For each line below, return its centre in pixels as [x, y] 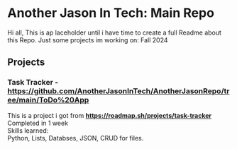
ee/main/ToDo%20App [48, 100]
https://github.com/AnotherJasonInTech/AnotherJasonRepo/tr [118, 91]
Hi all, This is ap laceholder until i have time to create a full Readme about [115, 32]
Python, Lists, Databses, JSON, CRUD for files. [76, 138]
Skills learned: [28, 130]
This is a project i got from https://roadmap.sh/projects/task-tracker [110, 115]
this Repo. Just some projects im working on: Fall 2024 [88, 40]
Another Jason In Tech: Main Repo [111, 13]
